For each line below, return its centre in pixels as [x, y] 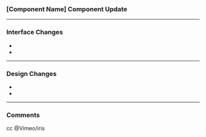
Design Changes [32, 73]
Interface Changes [35, 32]
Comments [23, 115]
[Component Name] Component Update [67, 9]
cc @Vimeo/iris [25, 128]
